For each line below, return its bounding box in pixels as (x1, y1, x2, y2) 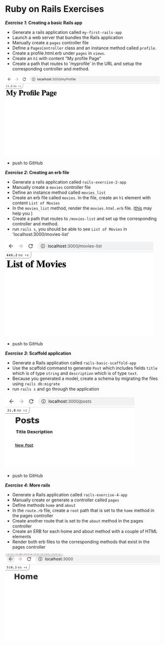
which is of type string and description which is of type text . (12, 370, 138, 376)
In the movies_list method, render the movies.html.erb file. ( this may (12, 205, 152, 211)
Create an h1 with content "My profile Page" (12, 55, 102, 61)
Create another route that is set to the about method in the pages (12, 518, 143, 523)
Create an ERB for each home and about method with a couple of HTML (12, 528, 158, 534)
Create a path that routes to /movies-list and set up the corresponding (12, 215, 157, 221)
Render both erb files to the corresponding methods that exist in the (12, 539, 150, 545)
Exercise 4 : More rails (5, 482, 51, 488)
